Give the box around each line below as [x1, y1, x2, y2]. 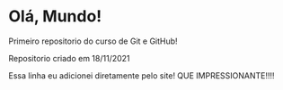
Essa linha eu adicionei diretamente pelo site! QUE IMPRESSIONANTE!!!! [8, 70, 275, 81]
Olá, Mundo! [8, 6, 102, 27]
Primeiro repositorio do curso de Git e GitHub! [8, 36, 178, 46]
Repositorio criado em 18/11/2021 [8, 53, 131, 63]
